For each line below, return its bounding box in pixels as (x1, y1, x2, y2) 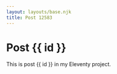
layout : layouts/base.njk (6, 8, 71, 15)
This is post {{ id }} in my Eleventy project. (6, 61, 112, 68)
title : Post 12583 (6, 15, 52, 21)
